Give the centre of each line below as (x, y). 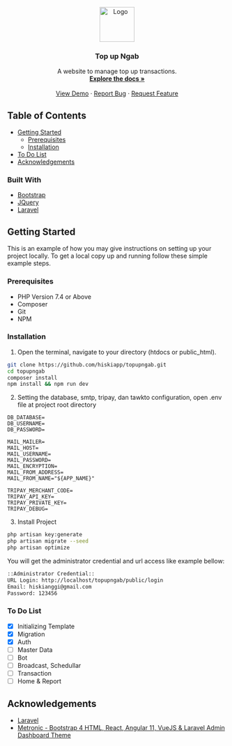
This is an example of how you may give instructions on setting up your (109, 249)
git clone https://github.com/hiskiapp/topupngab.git (87, 365)
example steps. (29, 263)
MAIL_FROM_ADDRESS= (36, 473)
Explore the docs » (117, 79)
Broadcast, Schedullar (49, 666)
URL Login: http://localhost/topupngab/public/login (85, 580)
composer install (32, 378)
